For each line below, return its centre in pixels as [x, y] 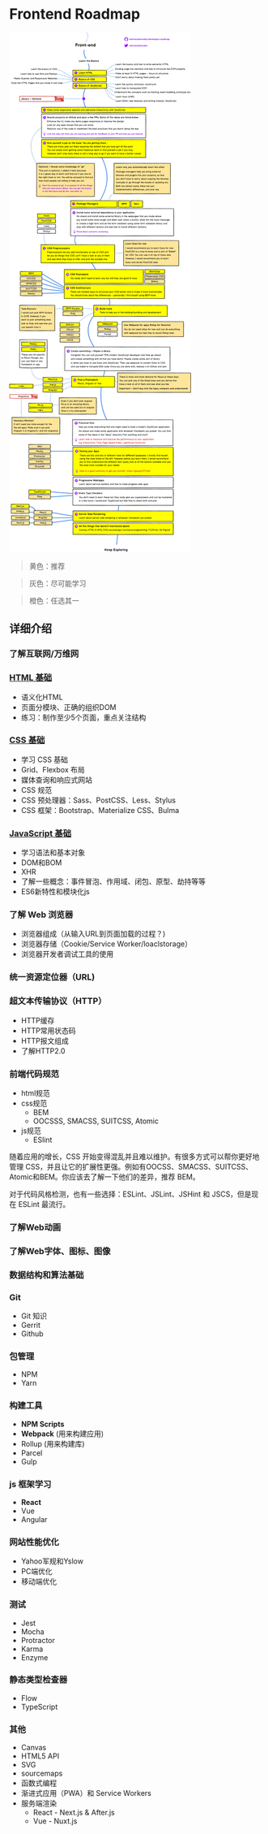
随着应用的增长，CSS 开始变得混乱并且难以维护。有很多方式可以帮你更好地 [134, 1156]
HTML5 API [40, 1756]
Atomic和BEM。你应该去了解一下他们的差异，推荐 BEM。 [105, 1177]
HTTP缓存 [38, 1020]
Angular [34, 1519]
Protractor [38, 1640]
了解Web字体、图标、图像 [60, 1251]
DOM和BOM [41, 863]
